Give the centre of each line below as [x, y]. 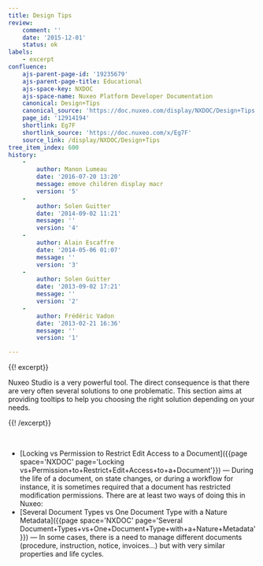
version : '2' [58, 301]
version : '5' [58, 191]
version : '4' [58, 228]
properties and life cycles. [62, 554]
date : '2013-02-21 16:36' [79, 323]
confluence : [28, 67]
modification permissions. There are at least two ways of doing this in [132, 495]
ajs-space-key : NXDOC [57, 89]
